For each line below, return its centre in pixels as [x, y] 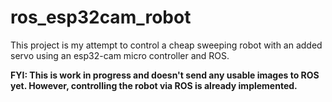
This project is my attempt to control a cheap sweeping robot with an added [166, 45]
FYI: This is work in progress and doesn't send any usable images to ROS [165, 75]
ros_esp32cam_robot [101, 17]
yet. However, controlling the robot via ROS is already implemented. [154, 85]
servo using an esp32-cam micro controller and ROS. [120, 55]
